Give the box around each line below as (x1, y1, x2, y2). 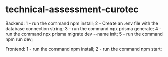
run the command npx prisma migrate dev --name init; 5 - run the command (5, 31, 163, 37)
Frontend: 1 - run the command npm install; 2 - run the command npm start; (5, 46, 162, 52)
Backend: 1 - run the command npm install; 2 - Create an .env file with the (5, 20, 158, 26)
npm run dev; (5, 36, 33, 42)
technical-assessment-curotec (5, 4, 139, 15)
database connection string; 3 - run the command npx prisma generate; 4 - (5, 25, 162, 31)
